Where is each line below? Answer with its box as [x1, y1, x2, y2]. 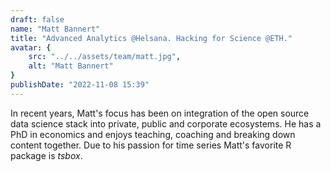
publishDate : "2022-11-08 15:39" [10, 80, 150, 90]
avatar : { [10, 42, 52, 53]
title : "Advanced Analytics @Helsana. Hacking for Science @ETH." [10, 33, 293, 43]
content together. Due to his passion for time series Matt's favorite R [10, 139, 292, 151]
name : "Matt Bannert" [10, 24, 101, 34]
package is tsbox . [10, 149, 83, 161]
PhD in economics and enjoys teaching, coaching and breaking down [10, 128, 296, 140]
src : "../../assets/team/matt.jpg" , [28, 52, 182, 62]
